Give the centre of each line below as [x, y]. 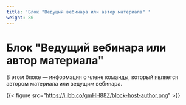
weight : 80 [20, 18]
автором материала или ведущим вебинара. [64, 84]
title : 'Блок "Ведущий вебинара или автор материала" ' [78, 12]
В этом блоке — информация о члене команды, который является [92, 77]
